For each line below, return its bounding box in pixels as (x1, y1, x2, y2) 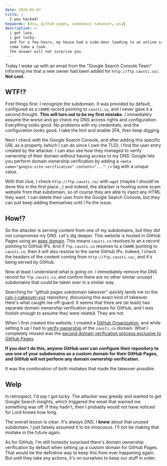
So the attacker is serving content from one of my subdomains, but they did (5, 227, 160, 233)
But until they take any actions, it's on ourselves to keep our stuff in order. (5, 455, 157, 461)
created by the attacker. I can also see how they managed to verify (5, 148, 142, 154)
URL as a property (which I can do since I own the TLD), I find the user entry (5, 143, 162, 149)
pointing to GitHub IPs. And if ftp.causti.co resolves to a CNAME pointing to (5, 243, 158, 249)
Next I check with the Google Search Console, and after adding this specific (5, 137, 161, 143)
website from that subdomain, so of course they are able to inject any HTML (5, 189, 161, 195)
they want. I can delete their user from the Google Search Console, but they (5, 194, 160, 200)
